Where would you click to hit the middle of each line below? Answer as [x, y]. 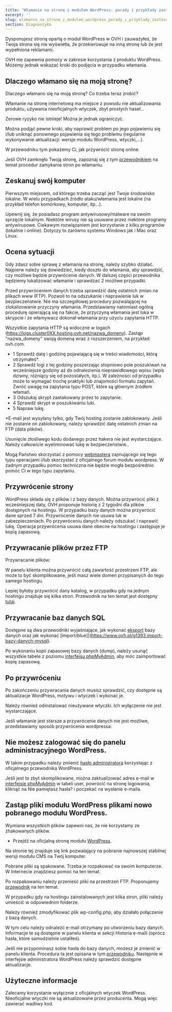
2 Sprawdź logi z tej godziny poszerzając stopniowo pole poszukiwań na [89, 364]
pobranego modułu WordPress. [56, 813]
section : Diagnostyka [28, 24]
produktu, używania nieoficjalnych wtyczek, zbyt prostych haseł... [75, 109]
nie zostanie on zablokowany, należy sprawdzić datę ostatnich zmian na [81, 423]
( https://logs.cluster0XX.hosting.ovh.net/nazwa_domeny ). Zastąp [74, 333]
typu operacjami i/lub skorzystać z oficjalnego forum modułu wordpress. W [85, 460]
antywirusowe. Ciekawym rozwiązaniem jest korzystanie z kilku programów [85, 225]
